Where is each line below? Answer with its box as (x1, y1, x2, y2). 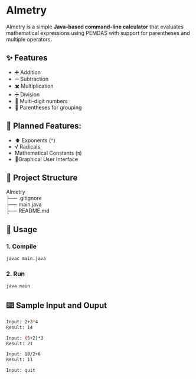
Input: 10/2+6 (6, 351, 41, 357)
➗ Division (14, 91, 40, 98)
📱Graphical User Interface (14, 155, 79, 163)
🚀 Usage (6, 224, 37, 235)
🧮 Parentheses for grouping (14, 104, 82, 111)
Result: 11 (6, 356, 33, 363)
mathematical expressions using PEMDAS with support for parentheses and (6, 29, 190, 36)
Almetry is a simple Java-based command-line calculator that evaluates (6, 23, 184, 30)
